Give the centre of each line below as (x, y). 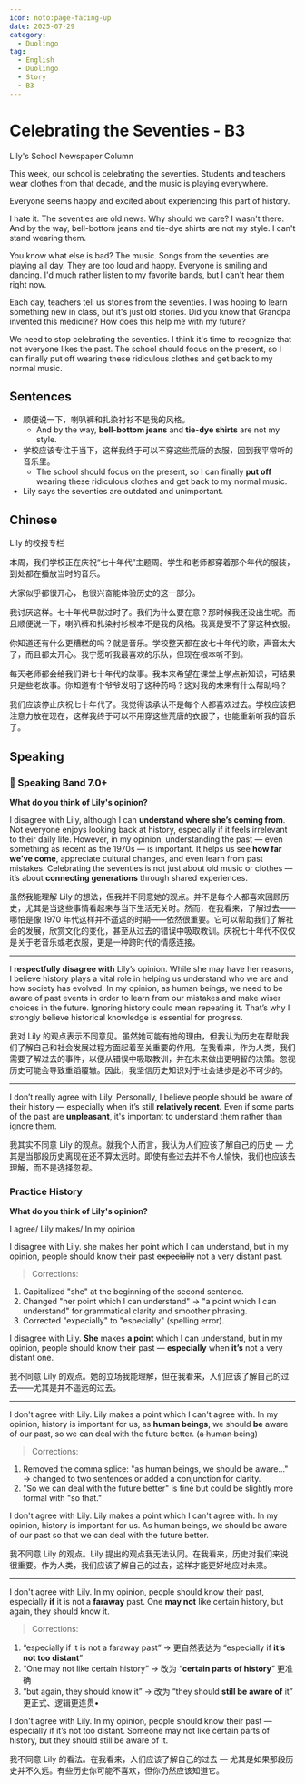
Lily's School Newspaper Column (72, 156)
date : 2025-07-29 (42, 26)
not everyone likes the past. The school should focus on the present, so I (146, 349)
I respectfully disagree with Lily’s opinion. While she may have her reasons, (152, 968)
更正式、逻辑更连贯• (61, 1703)
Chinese (34, 520)
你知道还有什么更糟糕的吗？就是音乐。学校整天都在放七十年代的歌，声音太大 (152, 644)
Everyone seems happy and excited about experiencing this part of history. (150, 200)
